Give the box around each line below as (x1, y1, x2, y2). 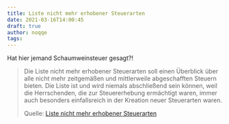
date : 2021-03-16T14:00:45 (7, 16, 84, 23)
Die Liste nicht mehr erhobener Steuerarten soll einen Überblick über (23, 67, 219, 76)
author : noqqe (7, 29, 48, 36)
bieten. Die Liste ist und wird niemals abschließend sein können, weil (23, 82, 217, 90)
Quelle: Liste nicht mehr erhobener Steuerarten (23, 110, 157, 118)
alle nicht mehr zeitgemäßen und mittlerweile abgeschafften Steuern (23, 74, 217, 82)
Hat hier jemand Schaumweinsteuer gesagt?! (7, 54, 133, 62)
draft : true (7, 22, 41, 29)
